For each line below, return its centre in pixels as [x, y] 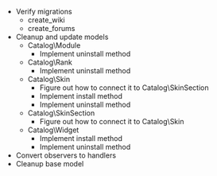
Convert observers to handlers [66, 155]
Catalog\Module [54, 45]
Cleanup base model [50, 164]
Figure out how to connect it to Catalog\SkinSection [124, 88]
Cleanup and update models [62, 37]
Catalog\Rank [50, 62]
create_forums [51, 28]
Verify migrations [44, 12]
